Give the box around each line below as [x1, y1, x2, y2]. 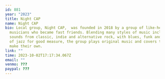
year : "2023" [5, 12, 32, 17]
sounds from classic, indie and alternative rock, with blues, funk [9, 35, 153, 40]
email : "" [5, 57, 26, 62]
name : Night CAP [5, 21, 38, 26]
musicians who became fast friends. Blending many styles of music [9, 30, 151, 35]
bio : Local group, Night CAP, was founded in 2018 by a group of [5, 26, 144, 30]
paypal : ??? [5, 67, 29, 72]
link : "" [5, 48, 23, 53]
